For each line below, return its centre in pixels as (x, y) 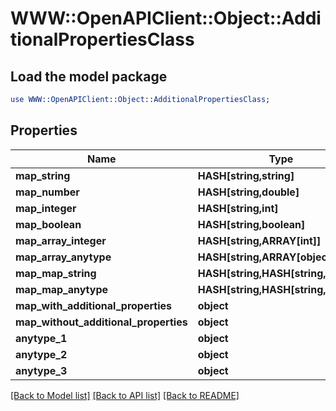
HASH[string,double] (248, 192)
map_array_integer (61, 240)
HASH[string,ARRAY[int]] (259, 240)
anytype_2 (41, 354)
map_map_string (56, 273)
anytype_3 (41, 370)
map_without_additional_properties (101, 322)
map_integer (46, 208)
